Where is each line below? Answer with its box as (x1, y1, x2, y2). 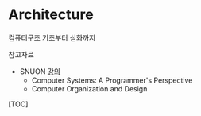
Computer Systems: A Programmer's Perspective (31, 75, 193, 85)
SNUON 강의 (19, 66, 61, 76)
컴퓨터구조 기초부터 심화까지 (8, 33, 96, 42)
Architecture (8, 6, 94, 24)
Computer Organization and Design (31, 83, 148, 93)
